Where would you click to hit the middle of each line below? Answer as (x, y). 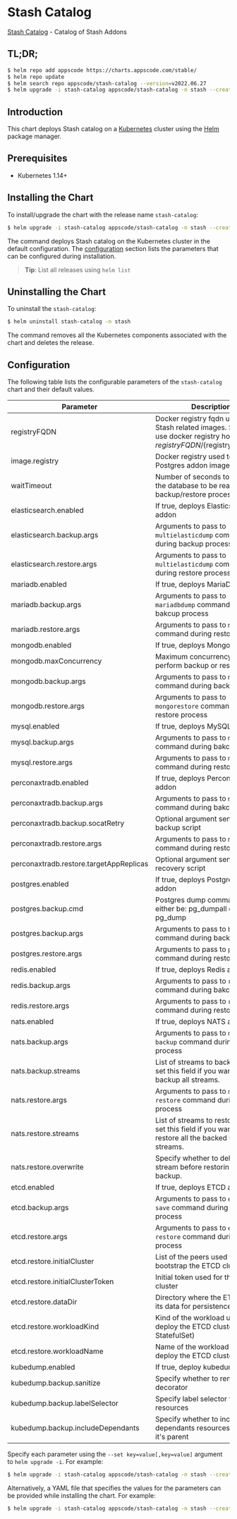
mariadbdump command (193, 605)
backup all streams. (187, 1080)
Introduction (35, 112)
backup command (183, 1042)
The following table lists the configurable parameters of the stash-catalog (115, 382)
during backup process (194, 544)
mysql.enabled (35, 726)
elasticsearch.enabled (48, 511)
